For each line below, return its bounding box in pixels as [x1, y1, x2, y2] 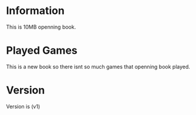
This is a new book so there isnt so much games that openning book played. [6, 63, 191, 70]
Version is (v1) [6, 103, 40, 110]
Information [6, 4, 65, 18]
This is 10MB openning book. [6, 23, 76, 30]
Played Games [6, 44, 78, 57]
